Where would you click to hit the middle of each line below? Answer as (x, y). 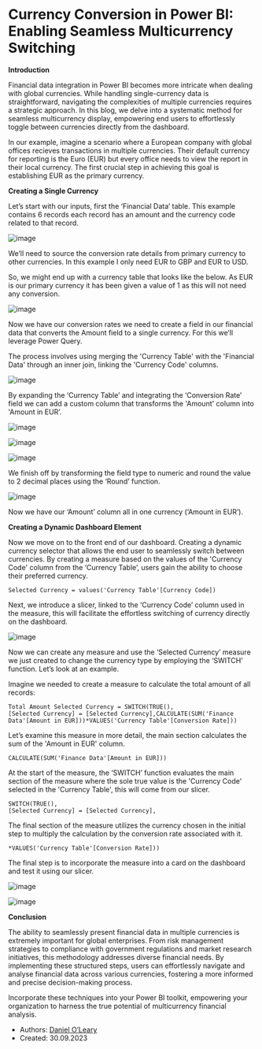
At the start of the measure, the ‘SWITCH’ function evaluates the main (121, 773)
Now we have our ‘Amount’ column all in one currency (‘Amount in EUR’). (126, 512)
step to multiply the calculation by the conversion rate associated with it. (125, 833)
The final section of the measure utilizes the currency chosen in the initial (127, 825)
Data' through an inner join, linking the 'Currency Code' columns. (113, 365)
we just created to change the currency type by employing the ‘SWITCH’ (125, 660)
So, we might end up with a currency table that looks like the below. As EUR (131, 276)
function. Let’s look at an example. (64, 669)
